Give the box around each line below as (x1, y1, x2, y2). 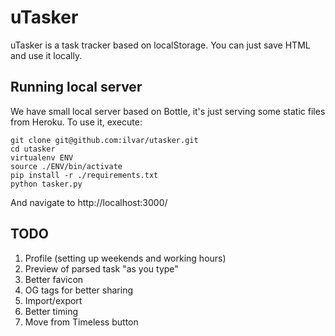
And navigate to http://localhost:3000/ (10, 196, 168, 208)
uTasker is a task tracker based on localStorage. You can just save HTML (10, 39, 311, 51)
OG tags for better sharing (24, 284, 133, 296)
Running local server (10, 79, 143, 96)
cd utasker (10, 144, 56, 154)
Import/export (24, 294, 83, 306)
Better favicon (24, 273, 84, 285)
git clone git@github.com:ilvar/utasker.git (10, 135, 199, 145)
